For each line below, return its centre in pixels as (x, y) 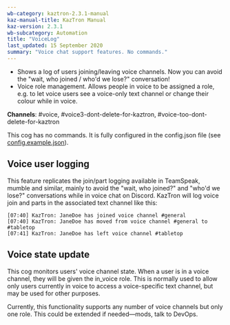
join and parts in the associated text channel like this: (82, 203)
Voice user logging (48, 164)
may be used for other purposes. (54, 293)
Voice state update (49, 255)
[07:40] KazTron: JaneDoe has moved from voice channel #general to (107, 221)
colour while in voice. (47, 101)
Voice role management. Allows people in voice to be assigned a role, (116, 86)
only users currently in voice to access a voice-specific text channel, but (110, 286)
